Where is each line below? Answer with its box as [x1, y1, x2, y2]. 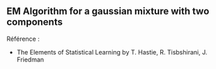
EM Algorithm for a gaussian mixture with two [6, 6, 210, 17]
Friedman [16, 55, 45, 63]
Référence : [6, 34, 40, 43]
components [6, 17, 63, 28]
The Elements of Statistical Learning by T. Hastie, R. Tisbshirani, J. [16, 48, 208, 56]
